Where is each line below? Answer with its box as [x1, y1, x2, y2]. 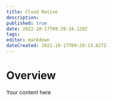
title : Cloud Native [6, 8, 59, 15]
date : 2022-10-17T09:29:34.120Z [6, 25, 88, 32]
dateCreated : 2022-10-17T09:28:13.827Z [6, 43, 107, 49]
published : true [6, 20, 47, 26]
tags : [6, 31, 20, 37]
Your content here [6, 88, 51, 96]
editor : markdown [6, 37, 50, 43]
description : [6, 15, 39, 21]
